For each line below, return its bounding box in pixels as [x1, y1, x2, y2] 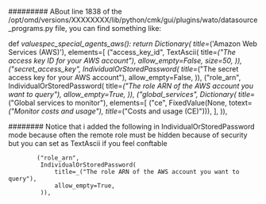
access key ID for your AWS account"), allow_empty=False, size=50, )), [8, 56, 242, 65]
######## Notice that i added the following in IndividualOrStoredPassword [8, 122, 256, 131]
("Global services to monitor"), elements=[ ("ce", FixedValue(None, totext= [8, 98, 253, 107]
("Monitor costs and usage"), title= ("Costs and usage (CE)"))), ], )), [8, 106, 228, 116]
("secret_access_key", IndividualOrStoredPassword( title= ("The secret [8, 64, 239, 74]
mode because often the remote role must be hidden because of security [8, 130, 248, 140]
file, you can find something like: [55, 24, 161, 33]
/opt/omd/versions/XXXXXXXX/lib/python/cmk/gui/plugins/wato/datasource [8, 15, 258, 25]
